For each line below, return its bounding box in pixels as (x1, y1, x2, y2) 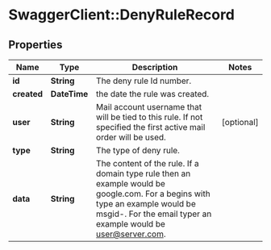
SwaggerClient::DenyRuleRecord (8, 6, 236, 24)
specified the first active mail (95, 122, 206, 132)
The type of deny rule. (95, 145, 180, 156)
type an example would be (95, 198, 196, 209)
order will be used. (95, 131, 167, 143)
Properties (8, 38, 63, 52)
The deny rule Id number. (95, 75, 192, 86)
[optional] (221, 117, 259, 127)
